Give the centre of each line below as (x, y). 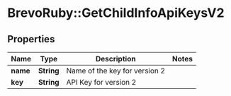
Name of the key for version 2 (115, 71)
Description (115, 59)
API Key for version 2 (101, 82)
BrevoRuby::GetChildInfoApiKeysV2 (116, 13)
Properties (31, 39)
